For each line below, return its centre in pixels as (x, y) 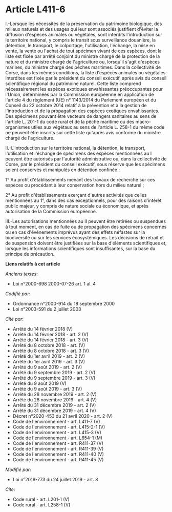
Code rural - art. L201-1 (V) (41, 499)
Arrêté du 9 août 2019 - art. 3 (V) (47, 388)
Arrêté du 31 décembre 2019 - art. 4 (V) (54, 411)
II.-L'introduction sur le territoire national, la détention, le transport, (76, 148)
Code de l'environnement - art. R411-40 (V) (58, 454)
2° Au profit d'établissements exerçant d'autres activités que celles (76, 195)
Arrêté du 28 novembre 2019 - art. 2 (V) (55, 394)
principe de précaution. (30, 254)
